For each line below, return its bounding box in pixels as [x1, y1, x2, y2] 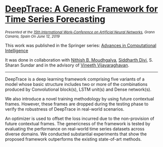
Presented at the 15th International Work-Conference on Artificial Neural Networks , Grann [5, 30, 155, 34]
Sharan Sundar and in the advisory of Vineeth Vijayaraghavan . [5, 62, 130, 68]
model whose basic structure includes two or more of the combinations [5, 81, 148, 87]
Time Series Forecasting [5, 14, 106, 25]
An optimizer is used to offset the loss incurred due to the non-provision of [5, 115, 154, 121]
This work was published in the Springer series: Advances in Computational [5, 42, 157, 48]
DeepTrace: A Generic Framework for [5, 3, 158, 15]
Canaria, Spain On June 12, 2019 [5, 34, 60, 39]
